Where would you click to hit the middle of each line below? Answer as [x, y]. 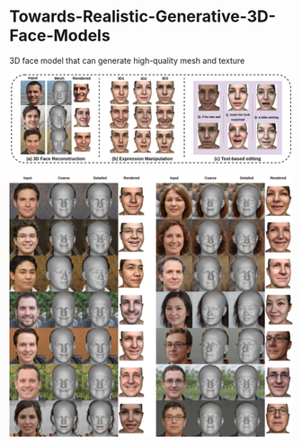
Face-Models [60, 36]
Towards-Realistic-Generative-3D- [143, 17]
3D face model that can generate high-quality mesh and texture [127, 60]
